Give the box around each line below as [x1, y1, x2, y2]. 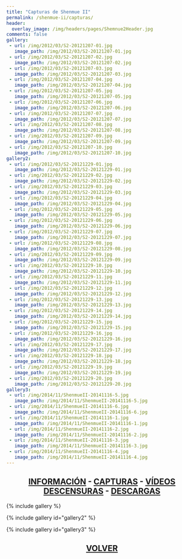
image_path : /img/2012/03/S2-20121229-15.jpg [14, 324, 132, 330]
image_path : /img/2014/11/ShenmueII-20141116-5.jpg [14, 398, 148, 404]
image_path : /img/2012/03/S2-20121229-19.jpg [14, 369, 132, 376]
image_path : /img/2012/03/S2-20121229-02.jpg [14, 178, 132, 184]
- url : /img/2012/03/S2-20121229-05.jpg [8, 206, 113, 212]
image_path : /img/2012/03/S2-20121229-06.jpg [14, 223, 132, 229]
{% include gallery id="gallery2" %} [6, 514, 96, 521]
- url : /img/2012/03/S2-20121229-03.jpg [8, 184, 113, 190]
